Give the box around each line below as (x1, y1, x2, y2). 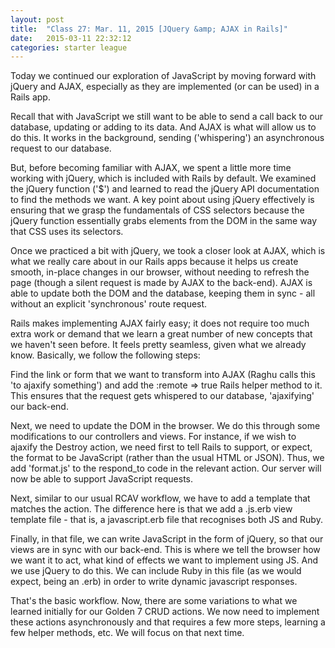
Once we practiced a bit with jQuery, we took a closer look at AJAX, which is (10, 245, 326, 257)
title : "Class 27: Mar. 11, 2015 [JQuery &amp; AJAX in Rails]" (10, 24, 288, 34)
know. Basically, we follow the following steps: (10, 349, 201, 361)
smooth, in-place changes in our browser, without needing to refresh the (10, 266, 310, 278)
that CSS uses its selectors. (10, 226, 124, 238)
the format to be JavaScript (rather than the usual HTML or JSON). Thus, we (10, 452, 325, 464)
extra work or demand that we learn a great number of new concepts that (10, 328, 313, 340)
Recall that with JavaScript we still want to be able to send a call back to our (10, 111, 324, 123)
